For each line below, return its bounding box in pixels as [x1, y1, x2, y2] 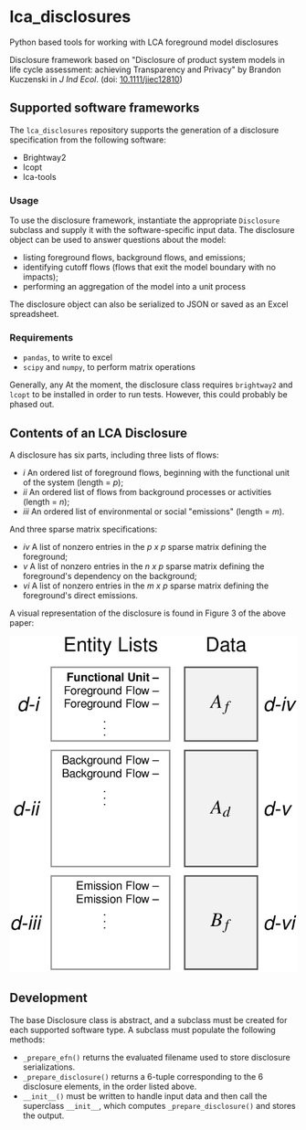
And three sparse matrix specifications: [9, 523, 158, 535]
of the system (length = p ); [22, 477, 124, 488]
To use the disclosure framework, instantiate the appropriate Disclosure [9, 215, 280, 226]
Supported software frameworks [9, 100, 200, 116]
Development [9, 990, 89, 1006]
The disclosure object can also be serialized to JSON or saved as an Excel [9, 299, 289, 310]
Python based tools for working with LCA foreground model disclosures [9, 37, 279, 48]
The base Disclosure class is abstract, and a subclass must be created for [9, 1014, 288, 1025]
